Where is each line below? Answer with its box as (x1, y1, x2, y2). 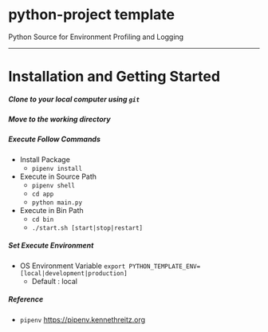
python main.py (31, 198, 82, 207)
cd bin (31, 215, 54, 223)
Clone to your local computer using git (8, 94, 140, 104)
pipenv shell (31, 181, 76, 189)
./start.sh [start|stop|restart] (31, 223, 144, 232)
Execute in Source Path (19, 172, 97, 181)
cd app (31, 190, 54, 198)
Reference (8, 294, 44, 304)
